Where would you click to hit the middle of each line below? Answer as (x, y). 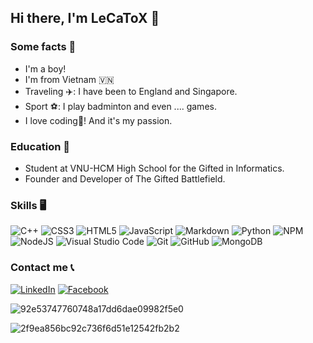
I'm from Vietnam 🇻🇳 (69, 79)
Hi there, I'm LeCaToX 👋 (85, 18)
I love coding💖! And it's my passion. (98, 120)
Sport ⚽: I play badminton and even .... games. (120, 106)
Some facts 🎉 (43, 47)
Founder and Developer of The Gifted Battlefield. (125, 178)
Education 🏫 (40, 146)
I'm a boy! (45, 68)
